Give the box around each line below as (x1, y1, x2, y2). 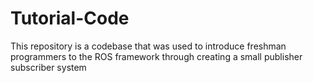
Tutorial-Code (10, 7, 130, 30)
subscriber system (10, 61, 87, 73)
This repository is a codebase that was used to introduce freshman (10, 40, 287, 52)
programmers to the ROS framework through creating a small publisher (10, 50, 303, 62)
